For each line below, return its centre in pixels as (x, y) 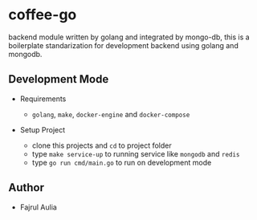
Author (26, 187)
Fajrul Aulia (39, 207)
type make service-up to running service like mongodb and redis (136, 153)
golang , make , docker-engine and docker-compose (111, 114)
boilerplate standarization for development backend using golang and (123, 45)
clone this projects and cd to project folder (102, 145)
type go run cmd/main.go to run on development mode (122, 162)
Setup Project (43, 129)
